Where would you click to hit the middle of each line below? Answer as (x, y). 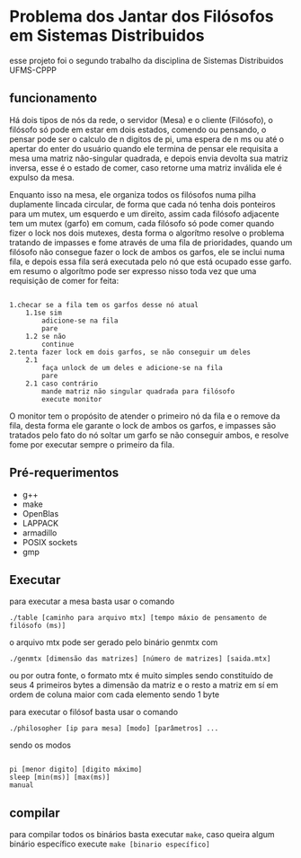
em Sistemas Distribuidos (107, 35)
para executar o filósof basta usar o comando (93, 712)
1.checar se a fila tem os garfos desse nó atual (104, 305)
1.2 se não (46, 336)
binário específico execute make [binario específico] (110, 844)
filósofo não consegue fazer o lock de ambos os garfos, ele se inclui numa (147, 252)
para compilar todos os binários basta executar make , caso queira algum (142, 835)
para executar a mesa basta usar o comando (92, 601)
